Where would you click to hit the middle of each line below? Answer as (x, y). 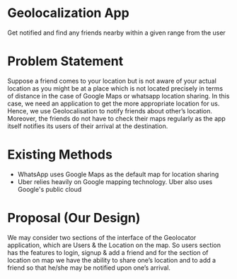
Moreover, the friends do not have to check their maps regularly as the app (117, 118)
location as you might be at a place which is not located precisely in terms (115, 88)
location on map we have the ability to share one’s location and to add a (112, 260)
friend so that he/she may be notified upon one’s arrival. (89, 268)
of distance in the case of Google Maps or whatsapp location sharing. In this (118, 96)
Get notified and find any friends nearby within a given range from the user (117, 33)
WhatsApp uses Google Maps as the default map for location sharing (118, 174)
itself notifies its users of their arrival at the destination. (88, 126)
